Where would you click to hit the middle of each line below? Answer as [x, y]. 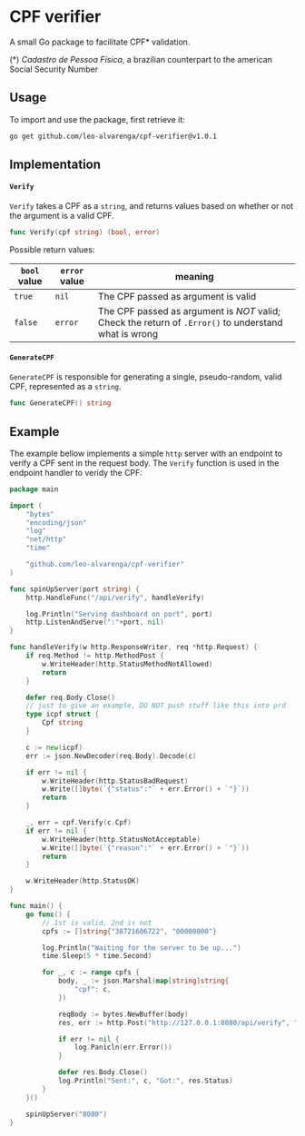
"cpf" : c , [93, 990]
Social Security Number [54, 69]
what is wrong [128, 334]
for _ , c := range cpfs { [91, 973]
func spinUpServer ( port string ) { [75, 589]
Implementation [55, 165]
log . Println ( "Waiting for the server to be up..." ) [142, 948]
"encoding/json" [57, 523]
